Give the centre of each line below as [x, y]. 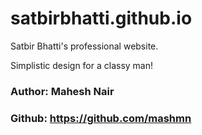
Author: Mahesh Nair [62, 91]
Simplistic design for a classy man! [82, 65]
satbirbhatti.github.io [101, 18]
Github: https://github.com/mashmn [101, 118]
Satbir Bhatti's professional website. [84, 46]
